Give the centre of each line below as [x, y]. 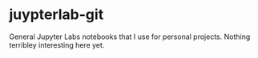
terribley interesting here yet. [57, 44]
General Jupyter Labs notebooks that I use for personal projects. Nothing [130, 37]
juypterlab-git [56, 15]
